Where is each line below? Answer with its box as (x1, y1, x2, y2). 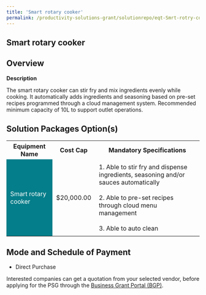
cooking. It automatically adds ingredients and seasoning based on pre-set (6, 93, 196, 100)
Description (6, 74, 37, 82)
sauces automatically (99, 178, 160, 186)
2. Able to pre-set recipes (99, 193, 174, 202)
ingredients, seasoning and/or (99, 170, 185, 178)
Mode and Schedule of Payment (6, 247, 131, 258)
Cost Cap (59, 145, 88, 154)
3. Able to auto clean (99, 224, 158, 232)
